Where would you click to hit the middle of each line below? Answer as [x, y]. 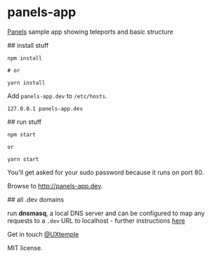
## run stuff [25, 122]
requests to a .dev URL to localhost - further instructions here [96, 220]
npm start [22, 134]
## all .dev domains [36, 199]
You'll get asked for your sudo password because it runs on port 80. [106, 172]
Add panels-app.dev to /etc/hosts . [57, 96]
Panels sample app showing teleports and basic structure [90, 32]
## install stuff [28, 45]
